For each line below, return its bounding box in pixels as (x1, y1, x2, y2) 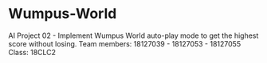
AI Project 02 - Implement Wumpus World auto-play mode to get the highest (8, 31, 259, 40)
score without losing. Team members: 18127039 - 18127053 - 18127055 (8, 39, 241, 48)
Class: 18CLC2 (8, 47, 57, 57)
